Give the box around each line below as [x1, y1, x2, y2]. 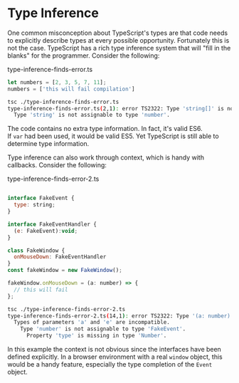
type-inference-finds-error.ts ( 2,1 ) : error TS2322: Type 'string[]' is [7, 105, 224, 112]
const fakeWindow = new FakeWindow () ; [7, 267, 122, 274]
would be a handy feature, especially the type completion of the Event [7, 360, 213, 369]
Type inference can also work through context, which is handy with [7, 153, 205, 162]
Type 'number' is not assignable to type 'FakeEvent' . [20, 325, 186, 332]
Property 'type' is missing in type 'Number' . [26, 332, 167, 340]
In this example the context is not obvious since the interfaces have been [7, 345, 222, 354]
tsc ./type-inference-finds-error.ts [7, 98, 119, 105]
